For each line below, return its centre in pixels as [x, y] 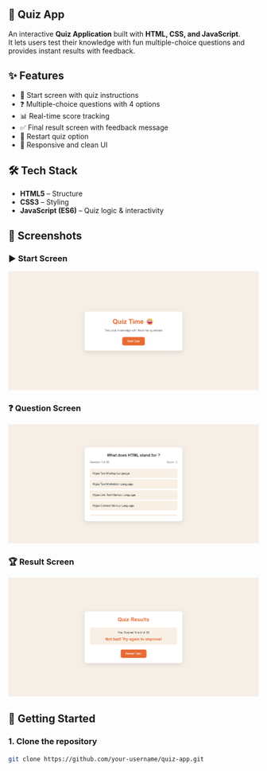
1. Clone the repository [53, 742]
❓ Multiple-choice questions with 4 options [90, 103]
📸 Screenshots [45, 236]
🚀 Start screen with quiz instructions [79, 95]
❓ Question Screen [45, 408]
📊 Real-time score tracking [64, 115]
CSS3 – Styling [44, 202]
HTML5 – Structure [51, 194]
